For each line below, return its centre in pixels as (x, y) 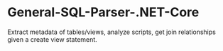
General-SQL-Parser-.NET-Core (103, 12)
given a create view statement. (52, 39)
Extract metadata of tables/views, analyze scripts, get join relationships (112, 32)
